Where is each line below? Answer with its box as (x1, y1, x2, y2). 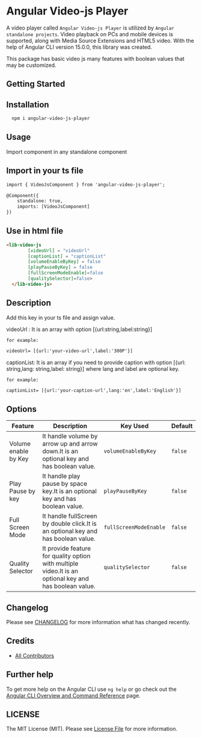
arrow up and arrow (41, 440, 98, 448)
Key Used (120, 422, 149, 430)
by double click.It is (41, 520, 97, 528)
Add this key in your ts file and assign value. (6, 314, 115, 321)
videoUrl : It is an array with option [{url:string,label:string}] (6, 326, 153, 333)
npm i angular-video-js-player (11, 116, 90, 122)
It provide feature (41, 544, 91, 553)
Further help (6, 669, 54, 680)
